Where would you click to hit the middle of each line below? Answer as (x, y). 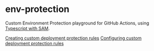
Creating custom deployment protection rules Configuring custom (73, 38)
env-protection (37, 9)
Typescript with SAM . (28, 28)
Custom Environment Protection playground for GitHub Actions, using (77, 23)
